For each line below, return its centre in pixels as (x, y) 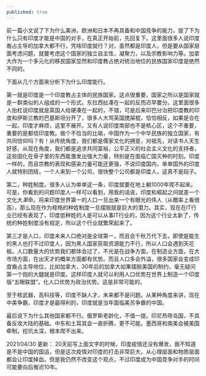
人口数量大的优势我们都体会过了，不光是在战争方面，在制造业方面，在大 (108, 251)
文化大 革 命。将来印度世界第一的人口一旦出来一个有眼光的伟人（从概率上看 (100, 199)
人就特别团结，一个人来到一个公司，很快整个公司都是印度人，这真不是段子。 (103, 171)
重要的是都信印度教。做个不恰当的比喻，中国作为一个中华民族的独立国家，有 (103, 133)
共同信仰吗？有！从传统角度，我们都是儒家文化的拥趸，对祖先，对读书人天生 (103, 140)
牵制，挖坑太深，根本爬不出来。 (47, 331)
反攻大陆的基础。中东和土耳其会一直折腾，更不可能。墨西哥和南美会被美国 (105, 323)
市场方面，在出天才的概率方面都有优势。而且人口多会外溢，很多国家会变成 (100, 259)
